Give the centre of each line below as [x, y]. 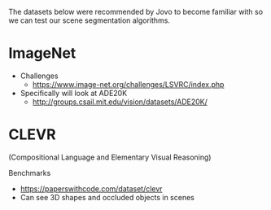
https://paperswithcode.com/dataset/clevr [91, 188]
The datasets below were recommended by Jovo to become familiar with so [135, 12]
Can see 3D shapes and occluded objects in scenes [107, 197]
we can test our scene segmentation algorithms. [90, 20]
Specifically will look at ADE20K [74, 93]
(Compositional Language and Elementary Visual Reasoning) [110, 157]
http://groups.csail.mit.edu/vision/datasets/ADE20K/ [120, 102]
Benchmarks [30, 173]
